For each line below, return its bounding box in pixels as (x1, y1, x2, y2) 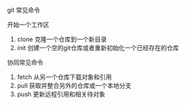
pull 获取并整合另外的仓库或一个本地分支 (16, 82, 132, 89)
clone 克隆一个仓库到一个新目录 (16, 35, 107, 43)
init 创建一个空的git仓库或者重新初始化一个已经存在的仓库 (16, 44, 179, 51)
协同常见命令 (7, 58, 43, 67)
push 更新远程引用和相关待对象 (16, 90, 106, 98)
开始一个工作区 (7, 21, 49, 29)
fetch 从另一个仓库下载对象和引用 (16, 73, 112, 81)
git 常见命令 (7, 6, 40, 14)
